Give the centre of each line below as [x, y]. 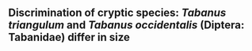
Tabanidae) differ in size [69, 37]
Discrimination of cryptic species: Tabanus [117, 13]
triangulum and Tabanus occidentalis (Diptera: [126, 25]
